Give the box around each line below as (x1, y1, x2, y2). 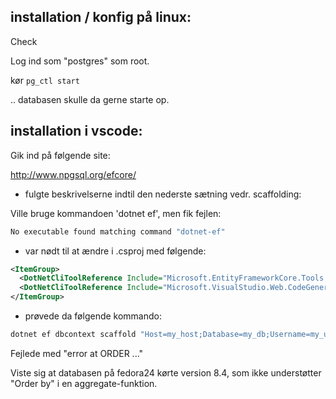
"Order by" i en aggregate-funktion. (10, 377, 158, 389)
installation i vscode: (10, 123, 143, 140)
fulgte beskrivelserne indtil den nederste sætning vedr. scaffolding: (24, 188, 302, 200)
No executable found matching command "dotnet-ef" (10, 226, 226, 237)
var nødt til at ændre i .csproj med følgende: (24, 245, 207, 257)
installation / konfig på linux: (10, 9, 192, 26)
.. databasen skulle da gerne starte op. (10, 93, 170, 105)
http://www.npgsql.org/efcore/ (10, 168, 137, 180)
